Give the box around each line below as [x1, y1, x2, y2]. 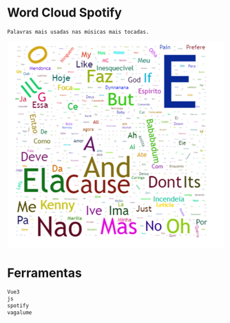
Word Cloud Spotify [7, 5, 123, 21]
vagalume [7, 309, 32, 316]
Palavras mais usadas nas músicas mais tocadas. [7, 28, 149, 35]
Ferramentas [7, 265, 83, 280]
